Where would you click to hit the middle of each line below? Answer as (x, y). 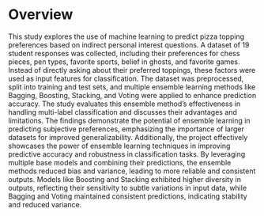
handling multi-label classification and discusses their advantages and (123, 112)
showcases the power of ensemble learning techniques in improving (119, 146)
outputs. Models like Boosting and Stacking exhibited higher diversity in (124, 179)
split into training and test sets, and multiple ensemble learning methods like (132, 87)
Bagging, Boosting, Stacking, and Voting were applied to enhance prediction (132, 95)
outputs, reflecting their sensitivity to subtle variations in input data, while (128, 188)
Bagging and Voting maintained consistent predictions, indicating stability (128, 196)
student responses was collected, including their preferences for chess (124, 53)
